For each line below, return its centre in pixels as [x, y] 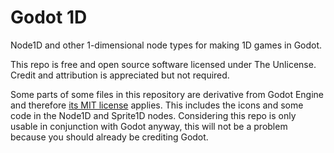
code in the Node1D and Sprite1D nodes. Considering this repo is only [153, 115]
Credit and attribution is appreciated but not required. [120, 75]
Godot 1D [49, 17]
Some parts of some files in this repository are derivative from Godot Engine [167, 94]
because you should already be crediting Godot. [109, 137]
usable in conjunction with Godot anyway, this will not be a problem [149, 126]
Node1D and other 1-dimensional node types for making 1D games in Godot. [166, 45]
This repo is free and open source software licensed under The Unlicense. [163, 64]
